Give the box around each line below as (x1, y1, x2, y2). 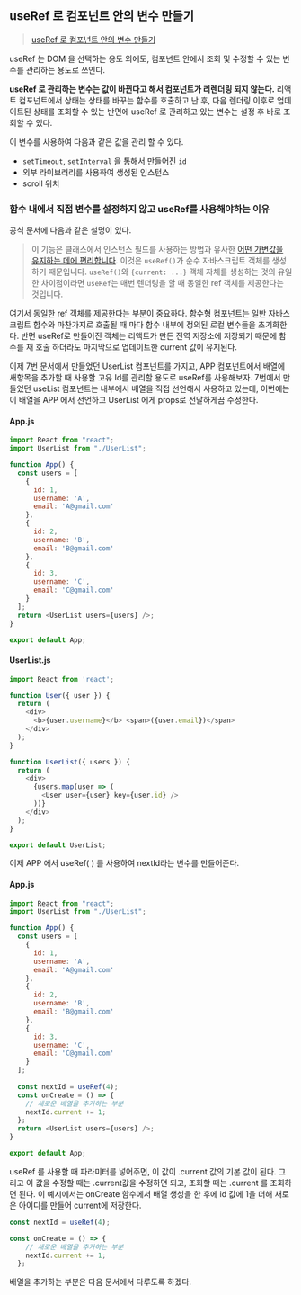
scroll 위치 (22, 178, 60, 189)
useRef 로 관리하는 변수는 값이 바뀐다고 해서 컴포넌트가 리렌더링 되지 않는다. (9, 84, 276, 94)
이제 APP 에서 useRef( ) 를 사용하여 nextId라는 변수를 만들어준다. (9, 858, 240, 869)
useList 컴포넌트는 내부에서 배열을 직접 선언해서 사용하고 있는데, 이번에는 (32, 383, 290, 394)
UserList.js (9, 655, 51, 665)
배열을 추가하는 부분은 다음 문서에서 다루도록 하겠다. (9, 1276, 191, 1288)
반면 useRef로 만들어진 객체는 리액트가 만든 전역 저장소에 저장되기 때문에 (21, 331, 277, 342)
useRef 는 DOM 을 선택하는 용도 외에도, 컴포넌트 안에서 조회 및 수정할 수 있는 (9, 53, 281, 64)
